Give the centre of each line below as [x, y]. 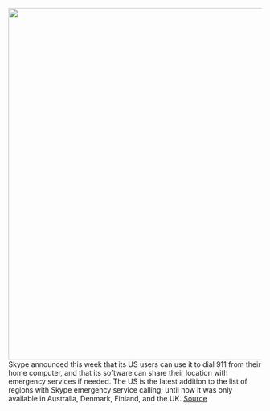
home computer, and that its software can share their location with [118, 373]
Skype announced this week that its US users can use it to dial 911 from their [135, 364]
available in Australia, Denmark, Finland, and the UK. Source [108, 399]
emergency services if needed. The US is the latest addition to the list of [128, 381]
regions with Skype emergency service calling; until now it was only [121, 390]
